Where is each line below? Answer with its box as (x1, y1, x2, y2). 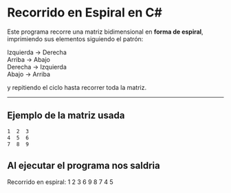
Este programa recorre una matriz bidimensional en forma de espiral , (7, 27, 204, 36)
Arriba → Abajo (7, 55, 50, 63)
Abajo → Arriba (7, 70, 50, 78)
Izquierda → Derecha (7, 48, 67, 56)
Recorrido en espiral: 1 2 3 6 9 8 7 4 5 (7, 178, 113, 186)
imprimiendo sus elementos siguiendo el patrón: (7, 34, 144, 43)
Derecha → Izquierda (7, 63, 67, 71)
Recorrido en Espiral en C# (7, 5, 163, 21)
